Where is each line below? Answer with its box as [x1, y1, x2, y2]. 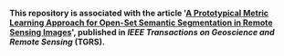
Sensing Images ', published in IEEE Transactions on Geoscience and [9, 27, 276, 37]
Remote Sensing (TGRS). [9, 36, 105, 47]
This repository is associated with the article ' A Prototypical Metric [9, 8, 269, 18]
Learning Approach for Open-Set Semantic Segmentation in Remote [9, 17, 273, 28]
